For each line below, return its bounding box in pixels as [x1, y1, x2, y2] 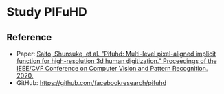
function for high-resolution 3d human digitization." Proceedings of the [16, 57, 217, 65]
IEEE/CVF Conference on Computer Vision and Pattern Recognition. [16, 64, 208, 72]
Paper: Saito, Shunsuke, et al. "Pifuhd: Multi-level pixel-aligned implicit [16, 49, 216, 58]
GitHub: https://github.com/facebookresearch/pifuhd [16, 79, 166, 86]
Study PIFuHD [6, 4, 87, 20]
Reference [6, 32, 52, 43]
